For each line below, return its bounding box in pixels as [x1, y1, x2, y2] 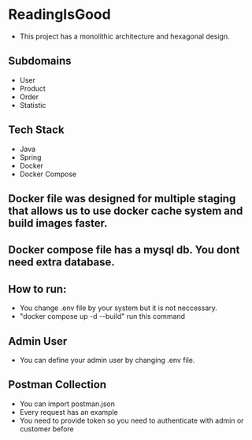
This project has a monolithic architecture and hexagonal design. [19, 31, 230, 41]
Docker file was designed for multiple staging [8, 191, 236, 205]
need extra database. [8, 256, 116, 269]
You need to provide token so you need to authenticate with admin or [19, 416, 244, 425]
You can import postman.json [19, 399, 116, 409]
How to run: [8, 282, 67, 296]
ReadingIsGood [8, 6, 112, 24]
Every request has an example [19, 407, 118, 416]
